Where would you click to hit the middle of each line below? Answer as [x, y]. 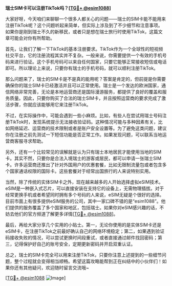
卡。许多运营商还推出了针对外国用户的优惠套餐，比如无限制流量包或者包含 [84, 165]
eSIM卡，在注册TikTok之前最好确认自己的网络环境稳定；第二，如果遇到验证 [85, 231]
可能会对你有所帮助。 [32, 38]
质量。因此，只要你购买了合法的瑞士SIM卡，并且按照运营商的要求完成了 [85, 98]
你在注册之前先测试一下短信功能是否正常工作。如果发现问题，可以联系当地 [84, 135]
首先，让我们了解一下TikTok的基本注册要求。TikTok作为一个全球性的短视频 [84, 49]
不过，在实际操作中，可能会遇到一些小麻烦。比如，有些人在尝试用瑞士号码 [84, 115]
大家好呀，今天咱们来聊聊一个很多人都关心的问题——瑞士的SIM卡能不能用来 [86, 19]
